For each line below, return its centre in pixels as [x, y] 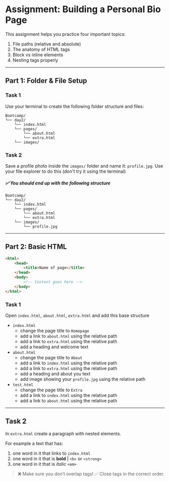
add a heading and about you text [55, 374]
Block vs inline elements [38, 55]
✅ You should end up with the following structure [58, 183]
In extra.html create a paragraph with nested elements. [63, 433]
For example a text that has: [34, 443]
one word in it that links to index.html [51, 453]
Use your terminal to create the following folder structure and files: [75, 106]
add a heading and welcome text [54, 347]
